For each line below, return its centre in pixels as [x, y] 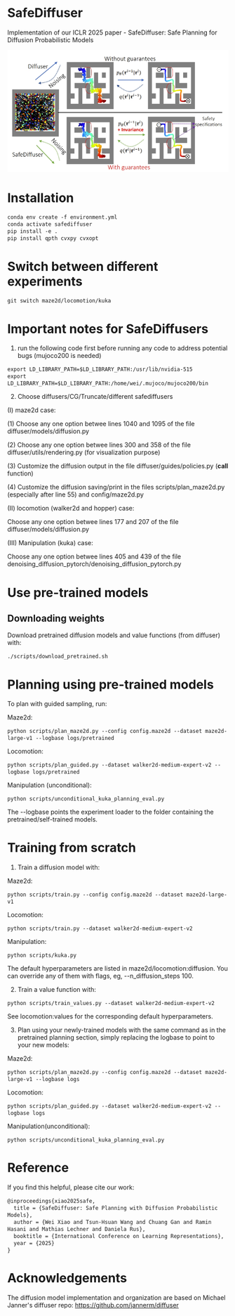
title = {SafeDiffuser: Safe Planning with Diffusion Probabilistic [116, 1208]
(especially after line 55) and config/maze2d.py [75, 494]
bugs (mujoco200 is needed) [59, 356]
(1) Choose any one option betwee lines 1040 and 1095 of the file [101, 424]
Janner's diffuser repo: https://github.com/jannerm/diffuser [93, 1305]
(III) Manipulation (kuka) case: [50, 543]
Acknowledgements [67, 1278]
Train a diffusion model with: [59, 867]
